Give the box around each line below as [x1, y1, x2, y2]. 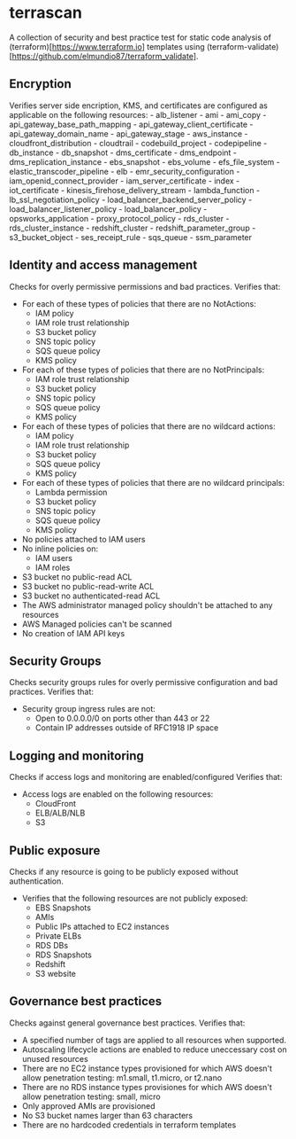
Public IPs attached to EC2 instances [34, 921, 170, 932]
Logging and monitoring [9, 748, 144, 763]
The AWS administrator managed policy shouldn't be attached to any [21, 599, 273, 610]
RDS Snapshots [34, 949, 93, 960]
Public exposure [9, 843, 101, 858]
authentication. [9, 876, 65, 886]
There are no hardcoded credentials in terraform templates [21, 1119, 237, 1130]
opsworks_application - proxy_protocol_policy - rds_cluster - [9, 213, 230, 223]
